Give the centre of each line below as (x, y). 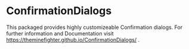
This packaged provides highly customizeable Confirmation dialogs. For (94, 27)
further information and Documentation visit (60, 33)
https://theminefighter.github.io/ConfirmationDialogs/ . (73, 40)
